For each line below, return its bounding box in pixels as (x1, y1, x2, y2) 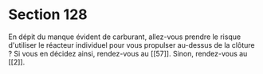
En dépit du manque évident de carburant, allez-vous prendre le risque (8, 32, 241, 41)
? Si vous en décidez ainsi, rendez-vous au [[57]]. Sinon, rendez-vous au (8, 49, 248, 58)
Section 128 (8, 6, 88, 24)
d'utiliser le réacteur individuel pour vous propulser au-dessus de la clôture (8, 40, 255, 49)
